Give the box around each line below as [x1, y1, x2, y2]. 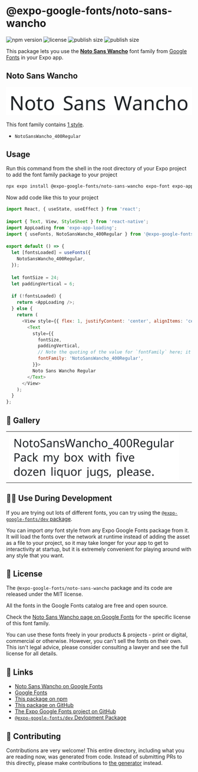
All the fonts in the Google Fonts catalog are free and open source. [6, 602, 168, 609]
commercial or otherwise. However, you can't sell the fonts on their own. [6, 638, 182, 645]
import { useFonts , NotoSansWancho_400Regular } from [6, 231, 141, 237]
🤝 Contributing [6, 731, 61, 741]
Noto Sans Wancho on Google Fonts [14, 683, 103, 690]
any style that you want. [6, 551, 65, 559]
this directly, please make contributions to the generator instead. [6, 760, 163, 767]
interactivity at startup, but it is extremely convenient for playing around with [6, 546, 192, 553]
